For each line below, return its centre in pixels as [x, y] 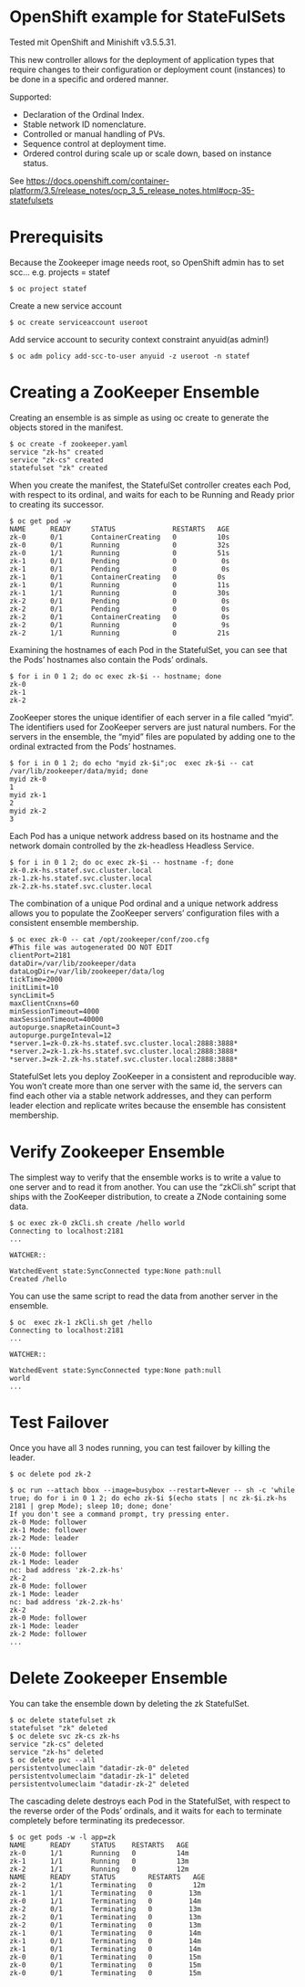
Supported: [30, 97]
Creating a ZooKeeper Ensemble [135, 392]
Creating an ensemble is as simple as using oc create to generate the [139, 417]
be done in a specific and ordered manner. [89, 79]
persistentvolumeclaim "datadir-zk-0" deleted [99, 1768]
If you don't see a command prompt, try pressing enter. [120, 1514]
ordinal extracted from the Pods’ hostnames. [93, 746]
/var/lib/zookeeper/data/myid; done [79, 771]
